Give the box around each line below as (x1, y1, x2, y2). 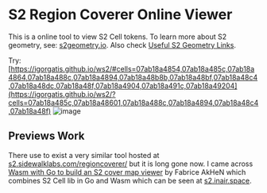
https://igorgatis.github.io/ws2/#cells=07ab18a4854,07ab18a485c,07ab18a (10, 64, 255, 73)
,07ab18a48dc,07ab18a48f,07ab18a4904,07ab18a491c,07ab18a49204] (8, 81, 238, 91)
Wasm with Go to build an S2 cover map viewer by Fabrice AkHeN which (8, 167, 246, 176)
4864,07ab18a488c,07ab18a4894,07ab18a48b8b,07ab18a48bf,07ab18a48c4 (8, 72, 258, 82)
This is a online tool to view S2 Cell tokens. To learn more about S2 (8, 32, 227, 41)
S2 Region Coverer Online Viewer (8, 6, 233, 24)
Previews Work (8, 129, 85, 143)
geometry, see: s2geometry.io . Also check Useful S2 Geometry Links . (8, 40, 237, 49)
